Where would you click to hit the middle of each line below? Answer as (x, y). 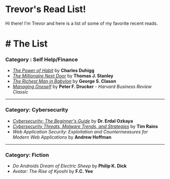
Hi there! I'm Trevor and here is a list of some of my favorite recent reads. (82, 23)
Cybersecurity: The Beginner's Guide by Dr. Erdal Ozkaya (73, 121)
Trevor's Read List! (46, 9)
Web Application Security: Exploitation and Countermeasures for (80, 131)
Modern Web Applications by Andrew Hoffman (62, 137)
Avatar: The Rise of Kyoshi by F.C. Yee (53, 171)
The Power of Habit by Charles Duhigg (53, 71)
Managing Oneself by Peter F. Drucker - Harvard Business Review (82, 86)
